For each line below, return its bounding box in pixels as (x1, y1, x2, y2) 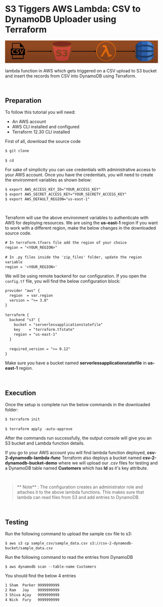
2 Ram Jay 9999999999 (5, 588, 60, 593)
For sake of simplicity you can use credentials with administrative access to (5, 167, 156, 173)
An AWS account (12, 119, 46, 125)
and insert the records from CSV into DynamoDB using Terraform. (5, 73, 137, 79)
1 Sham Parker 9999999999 (5, 583, 60, 588)
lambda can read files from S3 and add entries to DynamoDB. (16, 495, 140, 500)
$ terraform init (5, 417, 40, 422)
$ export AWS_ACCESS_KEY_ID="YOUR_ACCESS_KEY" (5, 187, 101, 192)
